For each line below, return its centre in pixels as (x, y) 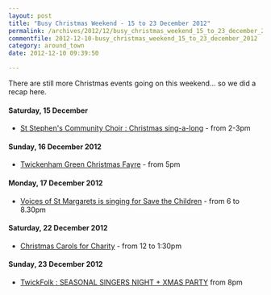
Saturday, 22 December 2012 (58, 228)
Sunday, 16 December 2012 (55, 147)
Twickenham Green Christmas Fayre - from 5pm (100, 164)
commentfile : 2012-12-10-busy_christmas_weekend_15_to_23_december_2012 (133, 38)
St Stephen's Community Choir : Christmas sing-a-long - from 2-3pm (135, 128)
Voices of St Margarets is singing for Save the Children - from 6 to (130, 201)
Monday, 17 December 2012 (56, 183)
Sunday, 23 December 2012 (56, 264)
